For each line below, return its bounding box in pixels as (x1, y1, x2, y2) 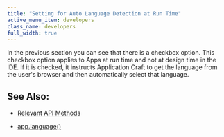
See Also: (7, 91, 50, 102)
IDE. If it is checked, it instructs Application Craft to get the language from (7, 63, 218, 71)
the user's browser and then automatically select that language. (7, 71, 189, 79)
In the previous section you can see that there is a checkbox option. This (7, 48, 215, 57)
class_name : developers (7, 23, 76, 30)
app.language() (17, 122, 62, 131)
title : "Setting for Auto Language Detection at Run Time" (7, 10, 182, 17)
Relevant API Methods (17, 109, 81, 118)
